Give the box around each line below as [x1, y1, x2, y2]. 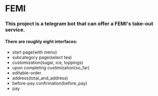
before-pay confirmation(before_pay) [12, 80, 88, 86]
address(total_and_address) [12, 75, 68, 81]
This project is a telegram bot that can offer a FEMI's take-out [5, 20, 154, 27]
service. [5, 26, 25, 33]
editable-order [12, 70, 41, 76]
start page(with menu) [12, 49, 57, 55]
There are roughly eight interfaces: [5, 38, 78, 44]
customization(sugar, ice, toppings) [12, 59, 84, 66]
